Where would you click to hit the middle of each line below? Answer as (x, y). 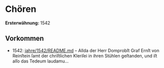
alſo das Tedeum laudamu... (40, 61)
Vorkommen (25, 38)
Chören (21, 9)
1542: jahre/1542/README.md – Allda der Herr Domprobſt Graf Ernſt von (86, 50)
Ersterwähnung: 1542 (28, 23)
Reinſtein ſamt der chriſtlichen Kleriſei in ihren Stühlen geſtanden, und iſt (85, 56)
